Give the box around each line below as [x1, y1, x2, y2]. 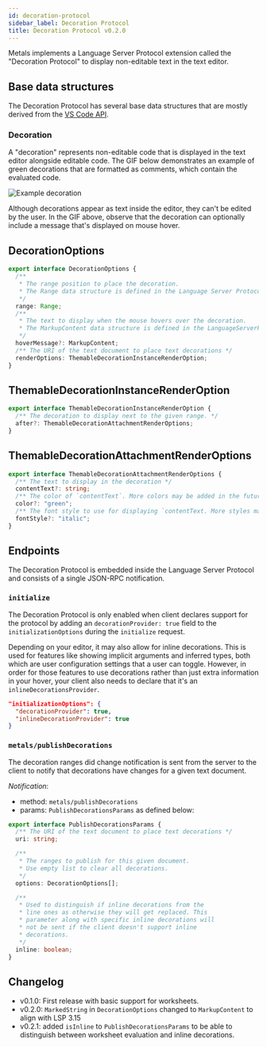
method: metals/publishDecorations [19, 797, 139, 806]
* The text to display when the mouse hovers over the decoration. [18, 317, 247, 325]
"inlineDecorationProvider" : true [15, 714, 130, 722]
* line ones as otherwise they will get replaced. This [18, 908, 208, 917]
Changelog [8, 974, 64, 989]
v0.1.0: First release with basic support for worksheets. [19, 996, 199, 1006]
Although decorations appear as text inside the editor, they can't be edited [8, 204, 252, 214]
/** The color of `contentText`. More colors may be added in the [15, 492, 240, 501]
